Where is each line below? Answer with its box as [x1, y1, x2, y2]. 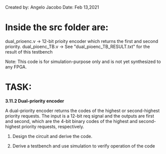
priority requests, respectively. [21, 123, 85, 129]
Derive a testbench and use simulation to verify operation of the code [12, 142, 156, 149]
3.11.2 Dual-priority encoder [5, 97, 64, 104]
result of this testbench [5, 48, 53, 54]
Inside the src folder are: [5, 22, 109, 33]
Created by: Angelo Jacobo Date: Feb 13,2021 [5, 4, 99, 10]
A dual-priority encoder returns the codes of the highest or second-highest [5, 107, 160, 113]
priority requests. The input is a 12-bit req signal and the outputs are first [5, 112, 155, 119]
